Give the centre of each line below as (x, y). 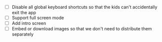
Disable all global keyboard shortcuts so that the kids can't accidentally (84, 7)
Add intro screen (29, 23)
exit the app (24, 13)
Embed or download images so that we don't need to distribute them (82, 29)
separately (23, 34)
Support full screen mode (38, 18)
